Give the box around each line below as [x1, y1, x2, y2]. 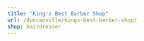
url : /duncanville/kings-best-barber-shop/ [7, 17, 138, 24]
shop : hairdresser [7, 23, 61, 30]
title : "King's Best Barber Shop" [7, 10, 109, 17]
